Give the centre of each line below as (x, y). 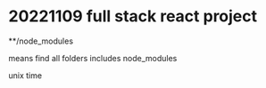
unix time (25, 75)
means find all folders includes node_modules (93, 58)
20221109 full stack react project (133, 16)
